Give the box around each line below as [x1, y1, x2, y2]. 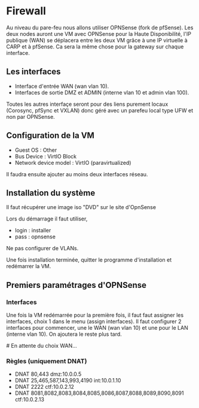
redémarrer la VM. [6, 263, 51, 270]
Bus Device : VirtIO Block [14, 152, 77, 159]
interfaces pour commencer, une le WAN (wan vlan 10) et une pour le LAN [6, 324, 188, 332]
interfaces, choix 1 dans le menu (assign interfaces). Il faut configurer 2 [6, 318, 182, 325]
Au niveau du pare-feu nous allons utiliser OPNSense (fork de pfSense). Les [6, 24, 194, 31]
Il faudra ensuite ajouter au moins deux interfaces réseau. [6, 170, 148, 177]
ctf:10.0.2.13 [14, 396, 45, 403]
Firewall [6, 4, 47, 18]
